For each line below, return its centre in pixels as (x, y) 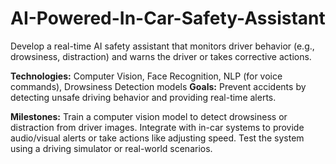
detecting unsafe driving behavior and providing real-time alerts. (143, 97)
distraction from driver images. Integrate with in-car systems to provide (157, 127)
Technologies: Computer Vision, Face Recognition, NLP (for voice (146, 76)
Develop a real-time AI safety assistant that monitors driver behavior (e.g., (162, 46)
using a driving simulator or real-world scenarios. (111, 148)
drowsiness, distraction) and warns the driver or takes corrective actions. (161, 56)
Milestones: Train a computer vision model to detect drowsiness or (149, 116)
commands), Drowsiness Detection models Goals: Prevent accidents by (158, 86)
